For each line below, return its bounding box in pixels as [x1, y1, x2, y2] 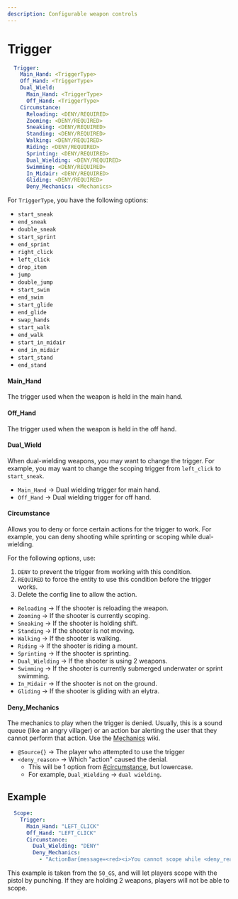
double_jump [17, 279, 53, 286]
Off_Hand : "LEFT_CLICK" [25, 829, 97, 837]
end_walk [17, 331, 44, 339]
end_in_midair [17, 347, 59, 354]
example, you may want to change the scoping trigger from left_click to [7, 464, 222, 473]
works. [17, 583, 38, 591]
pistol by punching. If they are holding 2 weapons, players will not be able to [7, 876, 230, 885]
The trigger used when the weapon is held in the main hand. [7, 392, 183, 401]
